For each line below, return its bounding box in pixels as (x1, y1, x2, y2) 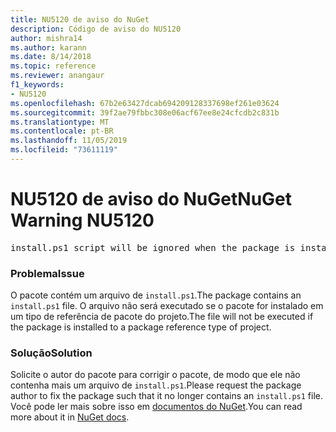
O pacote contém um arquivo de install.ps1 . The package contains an (10, 289, 302, 301)
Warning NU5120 (10, 209, 155, 232)
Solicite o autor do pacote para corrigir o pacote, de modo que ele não (10, 369, 301, 381)
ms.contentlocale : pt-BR (10, 126, 114, 136)
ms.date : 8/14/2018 (10, 52, 92, 62)
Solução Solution (10, 346, 93, 360)
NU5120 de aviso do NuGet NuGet (10, 188, 293, 211)
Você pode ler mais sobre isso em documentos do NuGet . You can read (10, 401, 303, 413)
